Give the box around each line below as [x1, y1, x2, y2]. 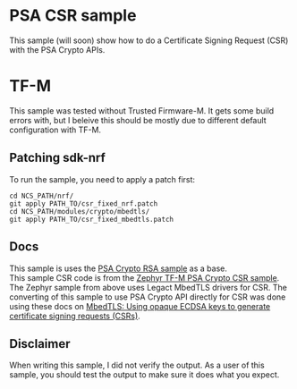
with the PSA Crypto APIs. [9, 44, 106, 55]
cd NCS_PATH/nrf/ [9, 191, 74, 200]
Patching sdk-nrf [9, 150, 106, 165]
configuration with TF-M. [9, 124, 101, 135]
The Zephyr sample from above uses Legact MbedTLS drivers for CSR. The [9, 282, 288, 292]
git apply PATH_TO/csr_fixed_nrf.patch [9, 199, 158, 208]
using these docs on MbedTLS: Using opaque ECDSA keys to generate [9, 300, 271, 311]
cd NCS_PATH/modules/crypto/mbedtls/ [9, 207, 150, 216]
